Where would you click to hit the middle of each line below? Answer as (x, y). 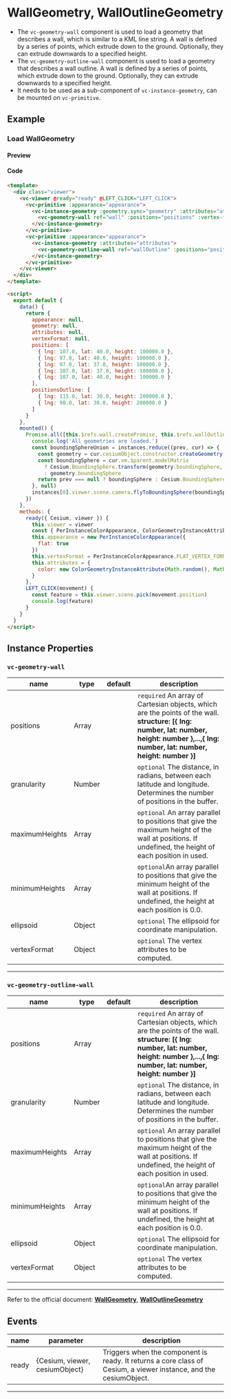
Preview (19, 155)
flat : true (53, 544)
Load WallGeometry (41, 139)
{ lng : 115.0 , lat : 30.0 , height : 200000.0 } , (106, 397)
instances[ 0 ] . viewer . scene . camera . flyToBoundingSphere (112, 493)
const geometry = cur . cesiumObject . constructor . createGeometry (130, 454)
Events (22, 1321)
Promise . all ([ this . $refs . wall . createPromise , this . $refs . (110, 435)
